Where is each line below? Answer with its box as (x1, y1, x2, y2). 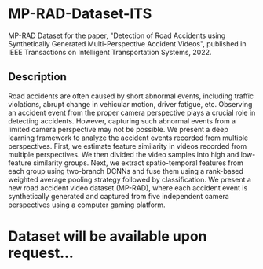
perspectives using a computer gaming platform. (8, 200, 166, 209)
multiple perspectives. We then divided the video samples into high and (8, 149, 239, 159)
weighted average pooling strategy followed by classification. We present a (8, 175, 251, 184)
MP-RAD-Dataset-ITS (8, 5, 152, 23)
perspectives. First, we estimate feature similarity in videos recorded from (8, 141, 247, 150)
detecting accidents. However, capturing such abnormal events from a (8, 116, 236, 126)
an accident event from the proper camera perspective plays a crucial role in (8, 108, 256, 117)
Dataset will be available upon (8, 227, 207, 245)
